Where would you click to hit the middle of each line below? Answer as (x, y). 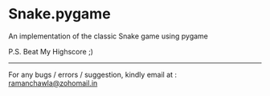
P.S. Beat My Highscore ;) (51, 51)
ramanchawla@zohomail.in (53, 83)
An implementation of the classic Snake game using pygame (108, 36)
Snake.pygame (59, 14)
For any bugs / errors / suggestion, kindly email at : (93, 74)
